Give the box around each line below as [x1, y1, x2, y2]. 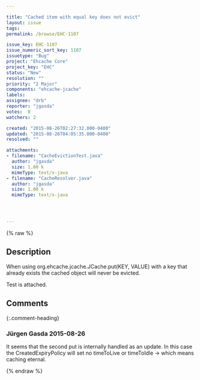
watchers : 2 [6, 114, 36, 120]
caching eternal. [6, 355, 47, 363]
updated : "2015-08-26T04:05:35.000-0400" [6, 130, 111, 137]
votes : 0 [6, 109, 31, 115]
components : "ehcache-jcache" [6, 87, 82, 93]
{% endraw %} [6, 367, 43, 375]
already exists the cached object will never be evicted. [6, 269, 141, 277]
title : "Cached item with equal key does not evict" [6, 14, 141, 20]
